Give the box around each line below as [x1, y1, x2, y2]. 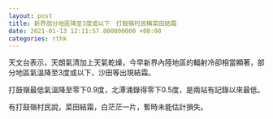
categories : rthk [8, 34, 67, 43]
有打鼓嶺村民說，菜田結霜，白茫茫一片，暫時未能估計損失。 [8, 102, 208, 112]
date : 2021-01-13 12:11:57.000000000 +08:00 [8, 27, 162, 35]
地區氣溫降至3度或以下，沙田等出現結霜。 [15, 68, 156, 78]
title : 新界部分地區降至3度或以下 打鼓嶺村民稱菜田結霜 [8, 19, 177, 28]
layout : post [8, 11, 53, 20]
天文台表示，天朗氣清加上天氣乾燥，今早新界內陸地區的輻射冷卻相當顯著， [8, 57, 258, 67]
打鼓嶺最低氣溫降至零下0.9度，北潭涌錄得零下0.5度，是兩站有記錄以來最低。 [8, 85, 265, 95]
